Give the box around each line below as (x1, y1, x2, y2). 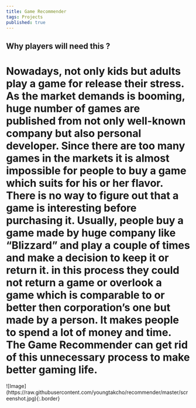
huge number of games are (6, 102, 140, 115)
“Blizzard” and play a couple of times (6, 238, 190, 252)
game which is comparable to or (6, 288, 165, 301)
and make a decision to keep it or (6, 251, 169, 264)
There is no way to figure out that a (6, 188, 179, 202)
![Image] (6, 382, 26, 389)
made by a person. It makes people (6, 313, 180, 327)
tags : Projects (6, 14, 43, 20)
